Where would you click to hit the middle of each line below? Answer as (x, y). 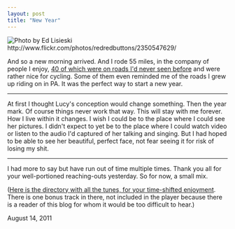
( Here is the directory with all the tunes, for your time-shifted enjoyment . (112, 189)
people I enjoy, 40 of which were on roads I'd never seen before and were (114, 69)
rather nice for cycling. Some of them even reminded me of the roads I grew (116, 76)
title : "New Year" (34, 20)
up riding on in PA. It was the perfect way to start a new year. (95, 83)
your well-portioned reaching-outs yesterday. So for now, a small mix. (108, 176)
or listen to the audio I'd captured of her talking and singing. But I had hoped (117, 133)
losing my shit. (28, 148)
